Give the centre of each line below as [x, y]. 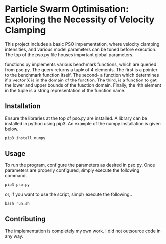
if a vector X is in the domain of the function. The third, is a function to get [81, 80]
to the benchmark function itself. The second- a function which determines [82, 75]
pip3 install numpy [25, 138]
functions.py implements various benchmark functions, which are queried [81, 64]
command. [16, 176]
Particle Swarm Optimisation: [67, 9]
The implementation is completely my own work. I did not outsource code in [83, 231]
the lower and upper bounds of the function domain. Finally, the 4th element [83, 85]
